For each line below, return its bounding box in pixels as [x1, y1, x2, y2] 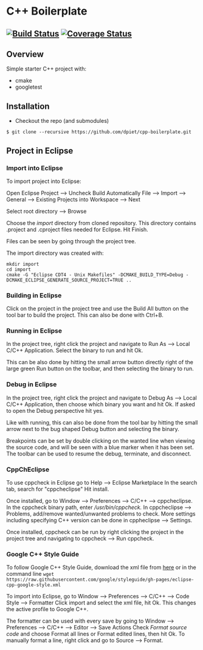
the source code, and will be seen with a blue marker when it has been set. [6, 443, 194, 451]
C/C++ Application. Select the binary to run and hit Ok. [6, 347, 143, 354]
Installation [6, 101, 50, 111]
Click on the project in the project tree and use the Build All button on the [6, 305, 189, 313]
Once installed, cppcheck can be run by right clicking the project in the [6, 528, 184, 536]
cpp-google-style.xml [6, 582, 61, 588]
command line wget [6, 570, 55, 578]
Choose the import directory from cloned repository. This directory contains [6, 219, 196, 226]
